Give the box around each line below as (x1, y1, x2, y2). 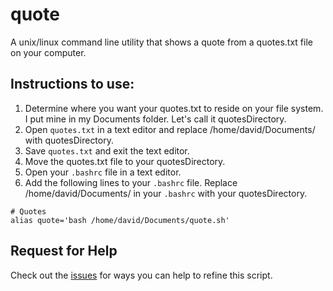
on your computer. (10, 46, 87, 58)
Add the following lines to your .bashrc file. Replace (24, 176, 238, 188)
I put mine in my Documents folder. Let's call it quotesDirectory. (24, 113, 287, 125)
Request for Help (10, 243, 118, 260)
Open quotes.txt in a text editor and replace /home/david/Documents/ (24, 123, 316, 135)
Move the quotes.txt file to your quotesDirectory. (24, 155, 226, 167)
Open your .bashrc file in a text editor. (24, 166, 182, 178)
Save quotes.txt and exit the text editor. (24, 144, 190, 157)
